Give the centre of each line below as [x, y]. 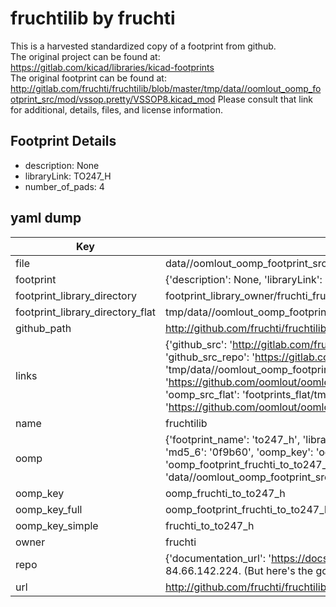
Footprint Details [63, 141]
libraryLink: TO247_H [68, 176]
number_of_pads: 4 [64, 186]
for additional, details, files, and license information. [116, 109]
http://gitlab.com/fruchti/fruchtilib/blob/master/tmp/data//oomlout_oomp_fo [166, 88]
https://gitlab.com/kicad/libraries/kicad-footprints [112, 67]
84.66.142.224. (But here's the [239, 570]
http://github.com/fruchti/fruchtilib [245, 587]
